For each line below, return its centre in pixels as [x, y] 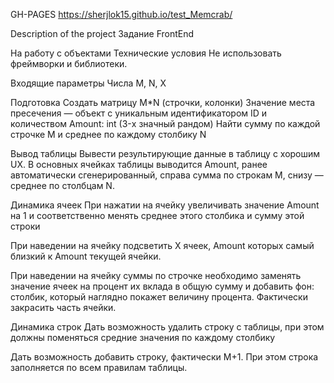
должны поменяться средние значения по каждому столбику [143, 337]
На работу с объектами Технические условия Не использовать [146, 53]
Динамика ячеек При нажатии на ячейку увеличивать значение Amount [165, 205]
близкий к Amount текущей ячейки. [86, 256]
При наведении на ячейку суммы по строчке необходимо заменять [156, 275]
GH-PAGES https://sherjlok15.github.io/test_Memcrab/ [121, 14]
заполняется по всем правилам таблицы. [99, 367]
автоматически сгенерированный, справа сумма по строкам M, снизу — [167, 175]
